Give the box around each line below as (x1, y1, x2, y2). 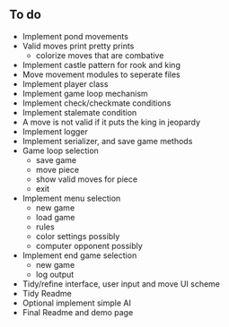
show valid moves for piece (35, 174, 137, 185)
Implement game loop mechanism (22, 88, 148, 99)
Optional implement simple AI (22, 297, 132, 308)
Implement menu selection (22, 193, 121, 203)
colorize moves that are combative (35, 49, 164, 61)
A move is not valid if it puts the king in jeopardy (22, 116, 200, 127)
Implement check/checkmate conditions (22, 98, 172, 108)
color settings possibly (35, 230, 120, 241)
